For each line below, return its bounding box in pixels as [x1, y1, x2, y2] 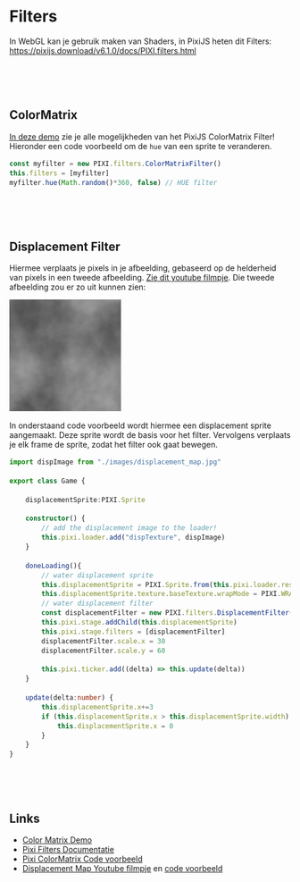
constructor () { [25, 514, 87, 524]
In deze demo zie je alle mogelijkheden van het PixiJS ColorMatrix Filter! [9, 131, 275, 142]
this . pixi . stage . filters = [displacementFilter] [41, 627, 226, 636]
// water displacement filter [41, 599, 154, 609]
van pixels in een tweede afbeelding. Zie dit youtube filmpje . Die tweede [9, 273, 275, 283]
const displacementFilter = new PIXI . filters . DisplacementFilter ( [41, 609, 294, 617]
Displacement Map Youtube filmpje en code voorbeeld [21, 863, 223, 873]
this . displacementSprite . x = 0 [56, 721, 174, 730]
